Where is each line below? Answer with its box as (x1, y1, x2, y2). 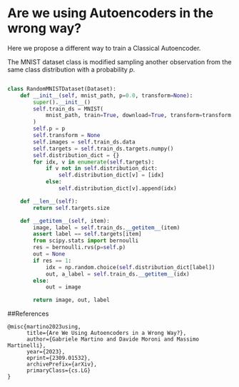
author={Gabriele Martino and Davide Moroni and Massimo (26, 336, 200, 343)
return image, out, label (33, 296, 111, 304)
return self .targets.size (33, 204, 111, 211)
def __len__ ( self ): (20, 198, 78, 205)
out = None (33, 251, 66, 258)
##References (7, 309, 49, 318)
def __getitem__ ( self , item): (20, 217, 111, 224)
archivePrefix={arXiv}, (26, 361, 98, 368)
